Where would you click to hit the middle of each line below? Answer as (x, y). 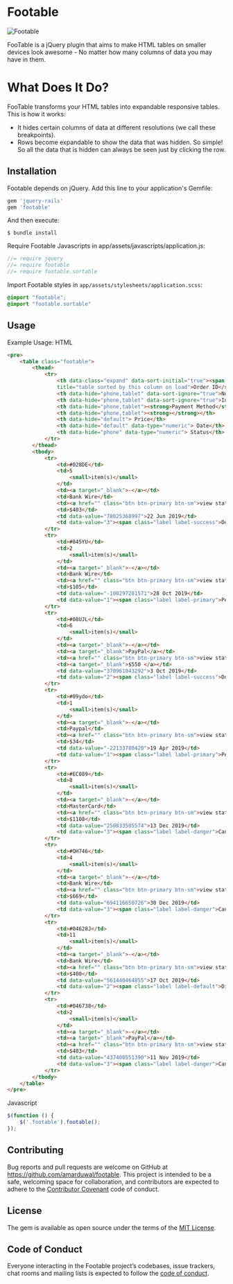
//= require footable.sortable (52, 272)
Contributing (35, 1151)
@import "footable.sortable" (49, 304)
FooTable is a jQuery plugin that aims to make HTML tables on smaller (107, 44)
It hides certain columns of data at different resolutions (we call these (116, 127)
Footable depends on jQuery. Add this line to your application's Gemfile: (110, 188)
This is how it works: (36, 114)
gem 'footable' (29, 207)
